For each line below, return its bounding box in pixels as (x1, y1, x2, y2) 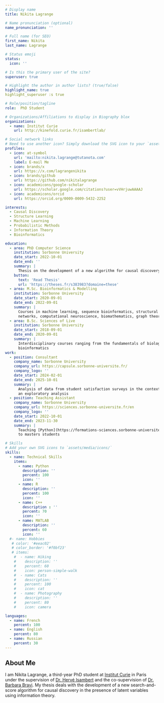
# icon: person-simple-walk (14, 568, 78, 573)
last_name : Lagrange (5, 43, 47, 48)
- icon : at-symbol (9, 150, 47, 156)
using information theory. (5, 693, 56, 699)
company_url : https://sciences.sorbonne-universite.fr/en (14, 405, 134, 410)
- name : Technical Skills (9, 454, 62, 459)
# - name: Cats (14, 573, 47, 578)
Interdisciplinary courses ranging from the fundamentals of (18, 341, 145, 346)
